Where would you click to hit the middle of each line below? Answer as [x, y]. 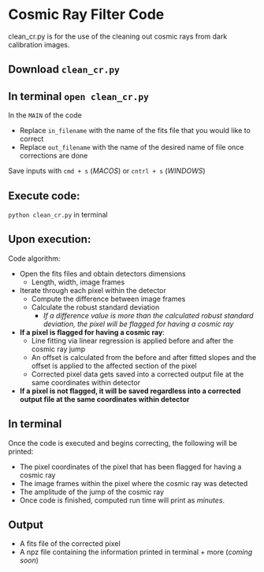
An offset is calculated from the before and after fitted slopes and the [144, 357]
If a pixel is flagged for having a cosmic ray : [92, 332]
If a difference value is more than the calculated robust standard [148, 315]
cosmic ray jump [58, 349]
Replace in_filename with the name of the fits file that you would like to [135, 131]
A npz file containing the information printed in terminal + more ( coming [136, 552]
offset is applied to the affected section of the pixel [114, 366]
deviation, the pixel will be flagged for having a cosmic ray [138, 324]
